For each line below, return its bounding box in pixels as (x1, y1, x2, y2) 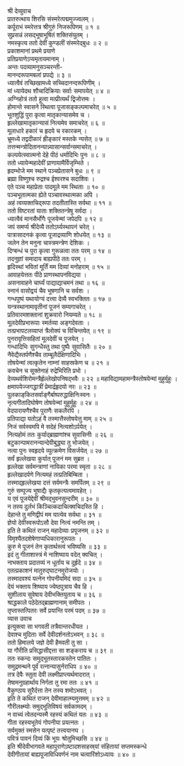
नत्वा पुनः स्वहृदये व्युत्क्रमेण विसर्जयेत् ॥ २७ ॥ (7, 446, 108, 455)
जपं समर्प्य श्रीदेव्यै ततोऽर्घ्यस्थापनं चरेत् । (7, 222, 96, 231)
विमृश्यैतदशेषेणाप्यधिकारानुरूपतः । (7, 534, 82, 543)
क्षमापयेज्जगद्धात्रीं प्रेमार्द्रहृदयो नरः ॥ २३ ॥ (7, 382, 97, 391)
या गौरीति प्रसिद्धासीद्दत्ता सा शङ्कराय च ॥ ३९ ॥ (7, 647, 113, 654)
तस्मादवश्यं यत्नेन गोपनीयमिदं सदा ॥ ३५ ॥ (7, 574, 102, 583)
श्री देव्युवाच (7, 7, 32, 15)
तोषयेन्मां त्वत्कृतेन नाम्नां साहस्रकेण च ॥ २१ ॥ (7, 359, 110, 367)
